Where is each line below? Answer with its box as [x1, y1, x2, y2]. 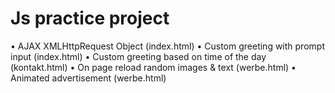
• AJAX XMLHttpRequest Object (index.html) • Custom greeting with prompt [10, 40, 325, 52]
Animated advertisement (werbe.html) [10, 72, 167, 84]
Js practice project [10, 7, 170, 30]
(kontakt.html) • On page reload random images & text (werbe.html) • [10, 61, 297, 73]
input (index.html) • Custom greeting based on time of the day [10, 50, 267, 62]
